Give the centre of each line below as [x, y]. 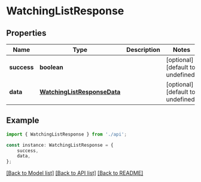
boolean [52, 67]
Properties [26, 33]
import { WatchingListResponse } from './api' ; [67, 134]
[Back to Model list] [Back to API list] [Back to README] [75, 173]
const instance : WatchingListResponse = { [60, 145]
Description [143, 50]
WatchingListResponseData [80, 92]
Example [23, 121]
